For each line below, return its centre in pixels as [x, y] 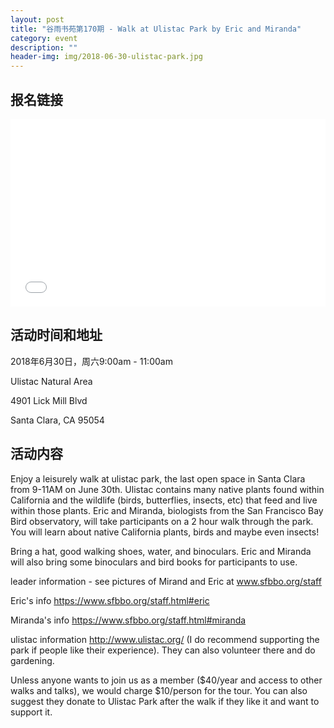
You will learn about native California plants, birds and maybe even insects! [165, 532]
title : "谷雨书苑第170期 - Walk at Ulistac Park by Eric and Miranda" [156, 29]
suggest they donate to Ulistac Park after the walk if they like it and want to [165, 701]
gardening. [32, 660]
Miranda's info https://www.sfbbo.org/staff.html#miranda [128, 620]
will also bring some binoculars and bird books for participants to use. [154, 562]
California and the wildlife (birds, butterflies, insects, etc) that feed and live [164, 500]
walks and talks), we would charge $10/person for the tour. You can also [159, 690]
